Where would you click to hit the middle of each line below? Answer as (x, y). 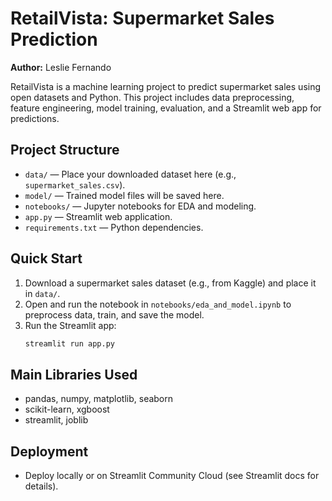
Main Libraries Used (74, 374)
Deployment (49, 451)
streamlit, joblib (56, 420)
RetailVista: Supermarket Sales (142, 18)
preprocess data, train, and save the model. (114, 314)
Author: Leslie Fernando (61, 67)
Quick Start (46, 258)
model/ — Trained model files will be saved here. (124, 195)
